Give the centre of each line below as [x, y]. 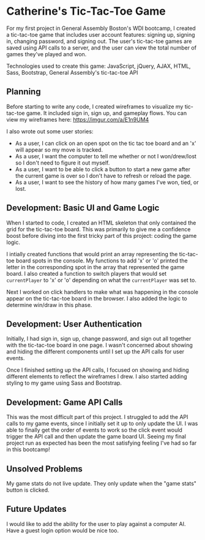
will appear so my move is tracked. [59, 150]
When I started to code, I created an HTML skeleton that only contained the [101, 223]
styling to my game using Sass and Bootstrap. [64, 383]
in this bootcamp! [28, 449]
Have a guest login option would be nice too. [63, 530]
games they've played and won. [47, 54]
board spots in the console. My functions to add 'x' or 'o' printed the [102, 261]
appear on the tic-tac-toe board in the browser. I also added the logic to [97, 298]
